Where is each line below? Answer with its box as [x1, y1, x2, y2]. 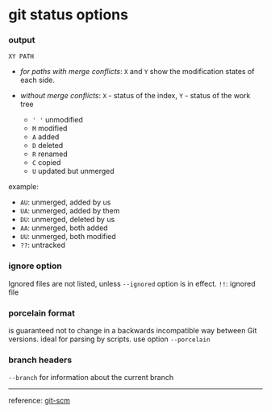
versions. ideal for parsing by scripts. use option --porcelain [8, 334, 211, 344]
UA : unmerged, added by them [19, 206, 120, 216]
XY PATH [8, 52, 35, 61]
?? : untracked [19, 240, 66, 250]
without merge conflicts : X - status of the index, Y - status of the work [19, 91, 251, 101]
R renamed [31, 149, 69, 159]
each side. [19, 75, 55, 85]
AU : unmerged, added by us [19, 197, 111, 207]
